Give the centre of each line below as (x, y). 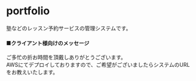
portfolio (28, 11)
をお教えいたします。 (32, 72)
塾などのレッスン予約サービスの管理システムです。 (69, 28)
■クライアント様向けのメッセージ (48, 43)
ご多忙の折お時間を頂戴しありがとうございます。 (66, 57)
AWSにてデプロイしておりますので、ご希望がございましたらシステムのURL (98, 65)
